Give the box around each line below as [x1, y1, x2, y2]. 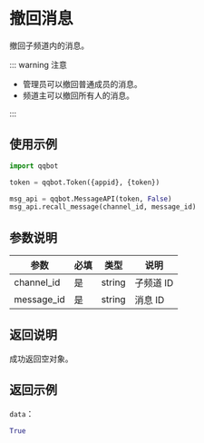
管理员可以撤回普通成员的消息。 [22, 78, 142, 89]
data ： [9, 408, 34, 418]
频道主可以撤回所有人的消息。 [22, 90, 134, 101]
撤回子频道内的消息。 [9, 40, 89, 51]
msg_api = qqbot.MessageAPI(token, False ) [9, 194, 172, 203]
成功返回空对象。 [9, 353, 73, 364]
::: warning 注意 [9, 59, 68, 70]
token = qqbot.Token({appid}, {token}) [9, 178, 160, 187]
